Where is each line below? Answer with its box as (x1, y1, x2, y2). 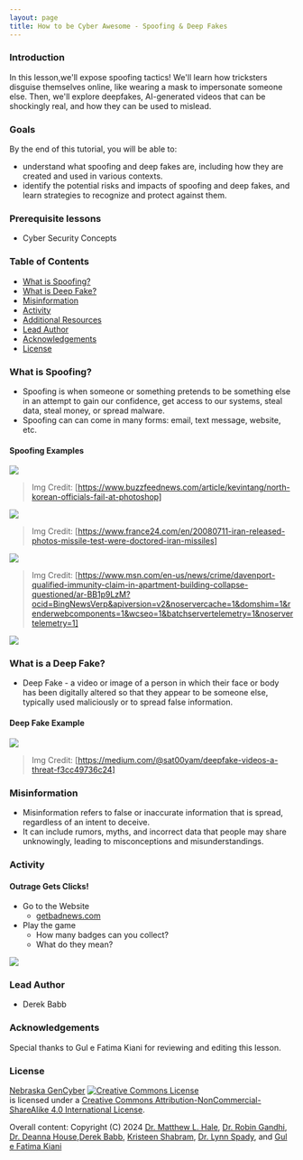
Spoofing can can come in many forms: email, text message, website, (22, 414, 281, 425)
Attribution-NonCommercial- (154, 1095, 262, 1105)
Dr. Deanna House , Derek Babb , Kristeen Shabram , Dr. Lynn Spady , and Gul (9, 1131, 288, 1142)
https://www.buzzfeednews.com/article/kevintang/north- (78, 482, 290, 493)
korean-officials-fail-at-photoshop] (31, 492, 162, 502)
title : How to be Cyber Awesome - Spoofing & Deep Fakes (9, 22, 228, 31)
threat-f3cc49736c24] (31, 764, 115, 775)
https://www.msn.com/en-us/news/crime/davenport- (78, 570, 276, 581)
